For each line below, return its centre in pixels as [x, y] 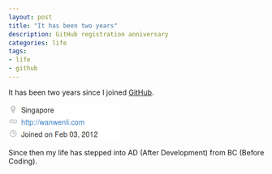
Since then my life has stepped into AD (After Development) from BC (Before [136, 152]
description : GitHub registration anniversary [89, 34]
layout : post [30, 17]
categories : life [38, 43]
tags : [17, 51]
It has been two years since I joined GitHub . [81, 92]
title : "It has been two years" [63, 25]
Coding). [23, 161]
